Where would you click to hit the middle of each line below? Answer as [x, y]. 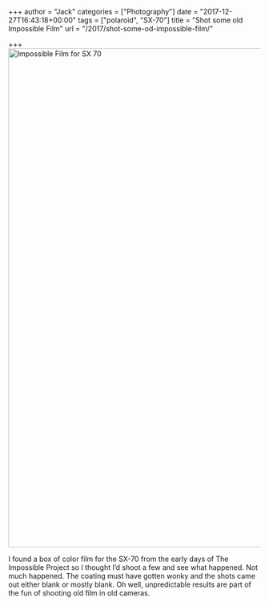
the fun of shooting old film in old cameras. [79, 593]
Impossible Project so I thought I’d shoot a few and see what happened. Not [133, 567]
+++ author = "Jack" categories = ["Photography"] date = [103, 12]
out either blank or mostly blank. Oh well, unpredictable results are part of [130, 584]
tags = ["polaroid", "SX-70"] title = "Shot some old [161, 20]
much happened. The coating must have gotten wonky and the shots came [132, 576]
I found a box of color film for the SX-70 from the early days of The [118, 559]
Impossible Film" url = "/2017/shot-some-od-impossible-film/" [111, 28]
